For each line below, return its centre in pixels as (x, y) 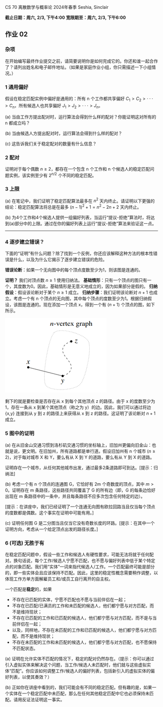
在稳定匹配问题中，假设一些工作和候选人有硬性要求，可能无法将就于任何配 (79, 554)
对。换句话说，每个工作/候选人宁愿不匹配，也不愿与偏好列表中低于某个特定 (80, 561)
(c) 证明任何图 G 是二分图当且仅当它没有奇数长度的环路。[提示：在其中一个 (80, 523)
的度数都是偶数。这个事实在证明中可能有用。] (49, 512)
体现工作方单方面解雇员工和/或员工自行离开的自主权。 (59, 579)
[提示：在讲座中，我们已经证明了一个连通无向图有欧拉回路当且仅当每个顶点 (80, 507)
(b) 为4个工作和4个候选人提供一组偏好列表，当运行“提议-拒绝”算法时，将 (78, 217)
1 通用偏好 (17, 87)
